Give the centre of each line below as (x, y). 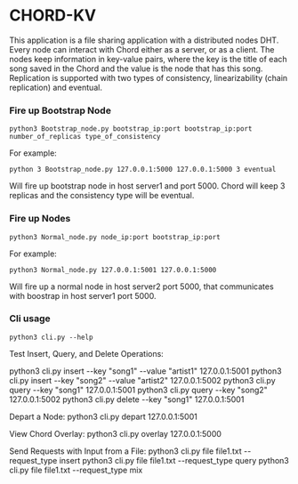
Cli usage (30, 319)
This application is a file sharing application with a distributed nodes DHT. (144, 40)
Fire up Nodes (40, 219)
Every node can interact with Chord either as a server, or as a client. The (142, 49)
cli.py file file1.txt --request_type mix (76, 470)
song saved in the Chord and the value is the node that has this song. (136, 69)
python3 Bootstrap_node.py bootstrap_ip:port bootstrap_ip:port (131, 129)
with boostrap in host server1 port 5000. (83, 295)
